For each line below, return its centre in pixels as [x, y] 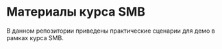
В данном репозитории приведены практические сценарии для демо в [111, 31]
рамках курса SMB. [35, 37]
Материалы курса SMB [76, 12]
